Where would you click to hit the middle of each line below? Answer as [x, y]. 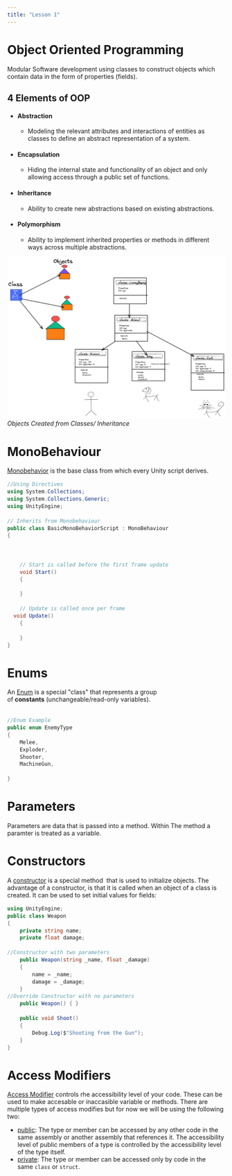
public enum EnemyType [40, 728]
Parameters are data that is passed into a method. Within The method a [109, 826]
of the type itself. [41, 1152]
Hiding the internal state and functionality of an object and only [117, 170]
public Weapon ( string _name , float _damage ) [85, 960]
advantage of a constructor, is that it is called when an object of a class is [112, 888]
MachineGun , [37, 764]
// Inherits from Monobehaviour [54, 521]
